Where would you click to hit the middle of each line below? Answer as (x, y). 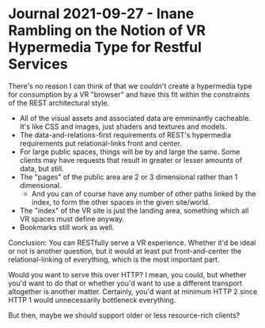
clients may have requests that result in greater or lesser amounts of (131, 160)
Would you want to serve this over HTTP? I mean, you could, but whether (127, 274)
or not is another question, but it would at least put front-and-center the (125, 251)
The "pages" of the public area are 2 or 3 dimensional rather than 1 (129, 177)
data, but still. (42, 168)
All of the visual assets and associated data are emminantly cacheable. (135, 118)
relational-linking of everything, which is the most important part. (114, 259)
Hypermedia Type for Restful (105, 47)
